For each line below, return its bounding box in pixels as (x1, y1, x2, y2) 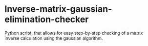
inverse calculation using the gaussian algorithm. (4, 35, 103, 41)
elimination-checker (4, 14, 89, 25)
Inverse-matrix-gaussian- (4, 3, 112, 15)
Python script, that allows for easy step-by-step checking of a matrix (4, 30, 143, 36)
